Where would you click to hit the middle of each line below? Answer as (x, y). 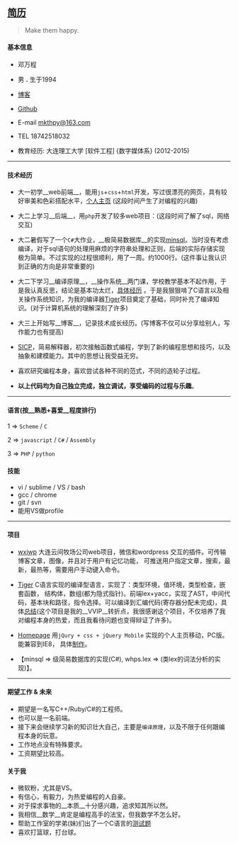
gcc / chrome (37, 494)
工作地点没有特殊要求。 (52, 745)
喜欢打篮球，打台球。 (49, 832)
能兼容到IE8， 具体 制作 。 (54, 644)
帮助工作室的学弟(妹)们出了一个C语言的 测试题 (84, 823)
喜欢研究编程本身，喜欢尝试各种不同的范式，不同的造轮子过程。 (110, 371)
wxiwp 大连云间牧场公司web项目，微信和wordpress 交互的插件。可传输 (122, 552)
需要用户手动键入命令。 (89, 570)
